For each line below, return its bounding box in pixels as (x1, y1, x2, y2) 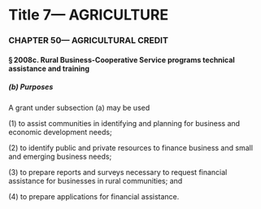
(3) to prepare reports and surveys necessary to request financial (8, 167, 228, 176)
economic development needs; (8, 127, 112, 137)
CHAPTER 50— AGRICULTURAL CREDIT (8, 35, 169, 46)
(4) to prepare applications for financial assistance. (8, 191, 180, 201)
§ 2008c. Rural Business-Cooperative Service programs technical (8, 54, 236, 64)
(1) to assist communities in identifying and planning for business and (8, 118, 241, 128)
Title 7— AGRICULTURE (8, 6, 169, 24)
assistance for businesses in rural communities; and (8, 176, 183, 185)
